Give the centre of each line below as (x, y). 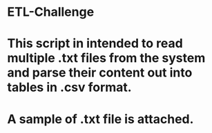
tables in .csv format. (70, 88)
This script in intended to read (95, 44)
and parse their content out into (100, 73)
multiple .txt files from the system (106, 58)
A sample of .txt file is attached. (100, 119)
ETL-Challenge (51, 12)
